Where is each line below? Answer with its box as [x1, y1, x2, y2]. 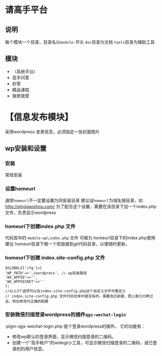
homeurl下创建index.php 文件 [5, 223, 76, 230]
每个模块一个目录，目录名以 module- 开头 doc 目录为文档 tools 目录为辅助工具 [5, 39, 155, 45]
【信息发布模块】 [5, 112, 74, 123]
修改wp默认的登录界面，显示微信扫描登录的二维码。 [12, 334, 116, 339]
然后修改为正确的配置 [12, 299, 49, 304]
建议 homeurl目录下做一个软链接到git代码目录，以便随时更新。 [5, 241, 130, 247]
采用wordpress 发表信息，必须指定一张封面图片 [5, 128, 100, 134]
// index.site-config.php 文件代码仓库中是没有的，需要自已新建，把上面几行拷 [5, 294, 150, 299]
